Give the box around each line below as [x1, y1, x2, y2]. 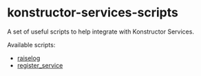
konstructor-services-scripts [7, 5, 179, 21]
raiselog [17, 53, 41, 62]
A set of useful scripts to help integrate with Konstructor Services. [7, 27, 195, 36]
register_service [17, 61, 63, 69]
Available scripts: [7, 40, 56, 49]
